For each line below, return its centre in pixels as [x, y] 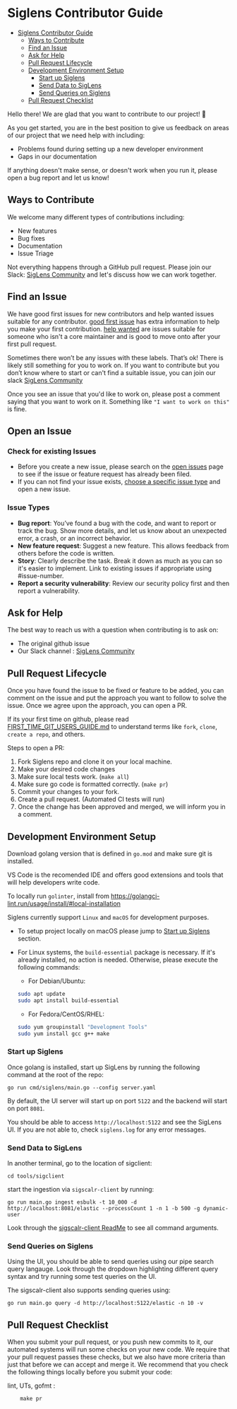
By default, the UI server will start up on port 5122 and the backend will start [117, 1100]
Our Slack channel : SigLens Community [76, 651]
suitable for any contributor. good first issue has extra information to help [114, 321]
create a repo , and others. [46, 735]
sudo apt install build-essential [68, 1000]
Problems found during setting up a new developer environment [110, 149]
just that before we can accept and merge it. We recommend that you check [118, 1364]
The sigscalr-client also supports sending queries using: [89, 1290]
